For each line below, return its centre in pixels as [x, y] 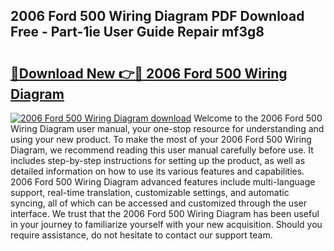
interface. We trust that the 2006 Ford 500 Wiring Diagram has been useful [165, 213]
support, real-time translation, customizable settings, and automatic [150, 192]
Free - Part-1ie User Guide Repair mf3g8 [137, 32]
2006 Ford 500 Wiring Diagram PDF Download [157, 16]
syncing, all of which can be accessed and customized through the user [158, 203]
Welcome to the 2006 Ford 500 [258, 118]
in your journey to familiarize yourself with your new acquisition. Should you [166, 224]
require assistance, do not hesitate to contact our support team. [141, 235]
